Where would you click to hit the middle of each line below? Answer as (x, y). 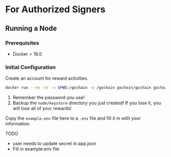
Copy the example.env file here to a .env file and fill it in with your (73, 118)
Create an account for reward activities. (47, 78)
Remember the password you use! (49, 98)
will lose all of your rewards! (42, 108)
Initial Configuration (31, 67)
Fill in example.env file (36, 149)
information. (18, 124)
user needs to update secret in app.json (54, 144)
